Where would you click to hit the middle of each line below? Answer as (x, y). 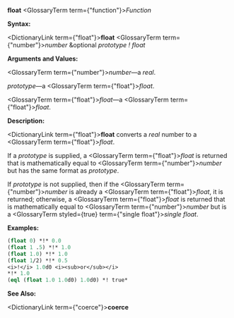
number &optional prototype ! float (95, 45)
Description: (26, 121)
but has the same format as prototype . (63, 171)
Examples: (23, 228)
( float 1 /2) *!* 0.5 (38, 260)
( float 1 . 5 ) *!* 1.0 (39, 247)
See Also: (22, 294)
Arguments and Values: (43, 59)
